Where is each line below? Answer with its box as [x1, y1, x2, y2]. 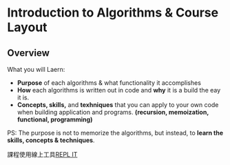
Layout [7, 19, 48, 35]
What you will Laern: [7, 66, 65, 73]
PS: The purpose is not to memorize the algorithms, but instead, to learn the [7, 129, 224, 137]
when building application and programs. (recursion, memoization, [17, 108, 209, 116]
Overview [7, 47, 50, 59]
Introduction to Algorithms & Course [7, 5, 219, 21]
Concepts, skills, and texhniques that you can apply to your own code [17, 101, 219, 108]
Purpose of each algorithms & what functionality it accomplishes [17, 79, 202, 87]
